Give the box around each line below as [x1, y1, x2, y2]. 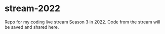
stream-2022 [4, 3, 60, 14]
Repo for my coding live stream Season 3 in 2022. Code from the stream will [4, 19, 160, 25]
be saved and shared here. [4, 24, 59, 30]
